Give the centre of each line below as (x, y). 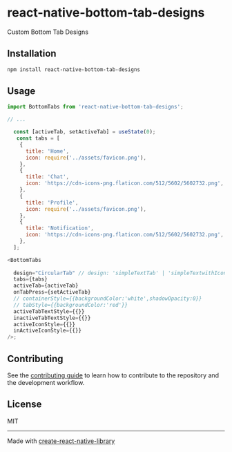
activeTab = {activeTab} (46, 286)
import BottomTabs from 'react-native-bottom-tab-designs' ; (96, 107)
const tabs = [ (38, 139)
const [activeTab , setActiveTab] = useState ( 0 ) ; (85, 132)
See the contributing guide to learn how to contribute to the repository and (113, 375)
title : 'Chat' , (47, 177)
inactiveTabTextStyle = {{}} (52, 318)
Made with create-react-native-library (61, 441)
